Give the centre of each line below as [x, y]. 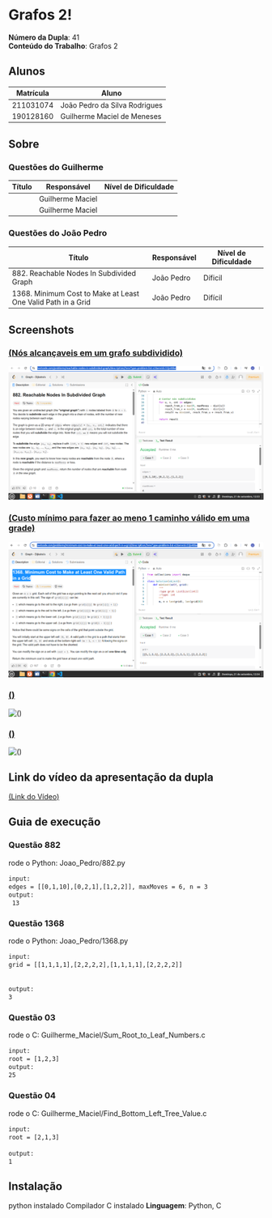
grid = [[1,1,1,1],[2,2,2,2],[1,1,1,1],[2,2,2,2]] [96, 965]
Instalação [36, 1186]
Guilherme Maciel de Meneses [111, 116]
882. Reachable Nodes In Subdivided [74, 274]
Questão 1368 [36, 923]
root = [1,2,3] [34, 1059]
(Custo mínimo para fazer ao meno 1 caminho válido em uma [129, 518]
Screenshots [41, 330]
